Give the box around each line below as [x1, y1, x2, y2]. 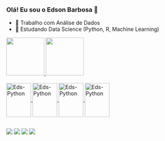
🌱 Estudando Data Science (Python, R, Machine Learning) [15, 25, 160, 33]
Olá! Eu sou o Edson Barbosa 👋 [6, 5, 98, 14]
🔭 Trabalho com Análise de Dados [15, 19, 100, 27]
